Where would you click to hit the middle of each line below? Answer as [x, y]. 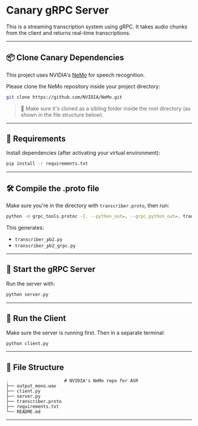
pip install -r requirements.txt [47, 164]
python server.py [27, 294]
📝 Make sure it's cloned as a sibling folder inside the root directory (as [105, 108]
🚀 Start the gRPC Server [51, 269]
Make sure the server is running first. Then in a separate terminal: [85, 332]
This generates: [25, 227]
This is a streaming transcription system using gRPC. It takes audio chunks [97, 27]
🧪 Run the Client [36, 318]
